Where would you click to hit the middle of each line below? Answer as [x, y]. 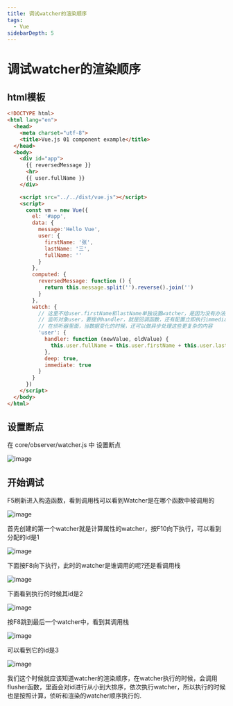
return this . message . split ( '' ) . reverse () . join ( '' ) [119, 287]
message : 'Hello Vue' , [69, 230]
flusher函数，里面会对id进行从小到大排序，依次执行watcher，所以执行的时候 [116, 687]
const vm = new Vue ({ [57, 210]
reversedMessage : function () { [85, 281]
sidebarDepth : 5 [31, 33]
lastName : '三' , [67, 249]
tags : [15, 20]
